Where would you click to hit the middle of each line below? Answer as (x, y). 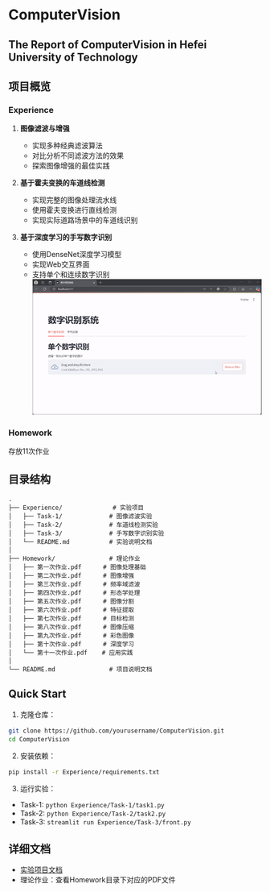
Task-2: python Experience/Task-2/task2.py (93, 813)
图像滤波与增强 (45, 129)
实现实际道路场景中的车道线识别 (85, 220)
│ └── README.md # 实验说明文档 (80, 542)
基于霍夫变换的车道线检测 (62, 183)
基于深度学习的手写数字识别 (66, 237)
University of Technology (73, 57)
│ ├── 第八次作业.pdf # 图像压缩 (72, 627)
